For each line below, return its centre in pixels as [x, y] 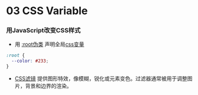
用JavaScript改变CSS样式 [43, 31]
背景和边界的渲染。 [48, 86]
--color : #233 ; [30, 61]
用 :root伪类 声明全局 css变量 [49, 44]
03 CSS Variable [47, 11]
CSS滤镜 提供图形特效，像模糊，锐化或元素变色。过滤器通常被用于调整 [101, 78]
